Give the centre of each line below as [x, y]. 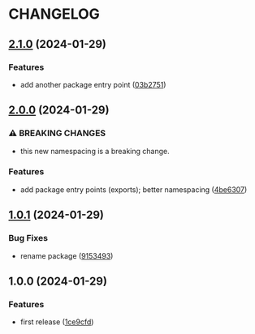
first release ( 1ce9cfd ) [57, 322]
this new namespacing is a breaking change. [95, 151]
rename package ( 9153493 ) [67, 255]
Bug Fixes [28, 238]
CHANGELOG [54, 14]
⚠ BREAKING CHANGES [57, 133]
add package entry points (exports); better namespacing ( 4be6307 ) [134, 189]
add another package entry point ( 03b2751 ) [93, 84]
